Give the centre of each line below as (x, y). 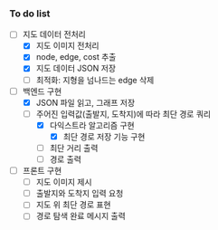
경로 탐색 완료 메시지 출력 (81, 216)
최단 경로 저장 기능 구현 (104, 136)
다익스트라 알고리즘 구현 (92, 125)
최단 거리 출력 (74, 148)
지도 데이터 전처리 (54, 34)
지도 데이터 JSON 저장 (76, 68)
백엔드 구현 (42, 91)
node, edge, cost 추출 (76, 57)
